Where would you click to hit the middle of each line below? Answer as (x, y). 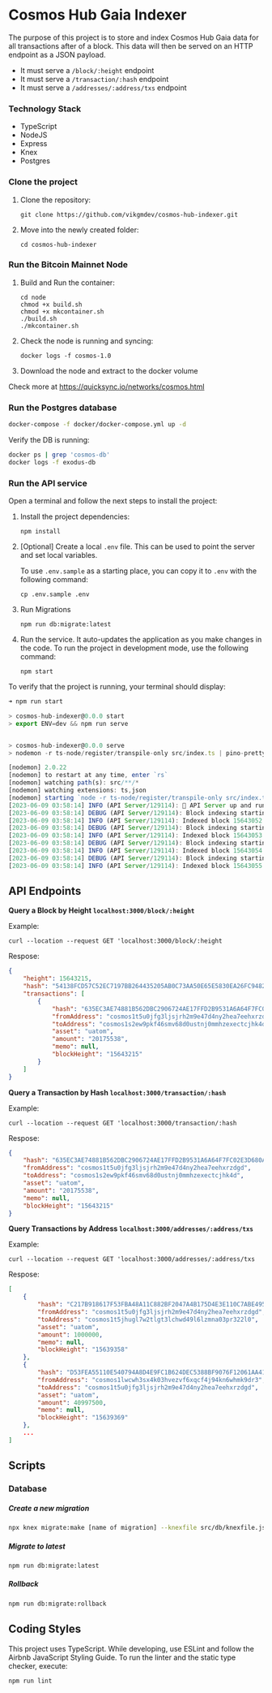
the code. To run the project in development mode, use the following (134, 648)
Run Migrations (45, 610)
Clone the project (43, 182)
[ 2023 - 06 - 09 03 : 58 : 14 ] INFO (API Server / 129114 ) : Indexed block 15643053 (136, 836)
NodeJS (34, 135)
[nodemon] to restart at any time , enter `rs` (88, 775)
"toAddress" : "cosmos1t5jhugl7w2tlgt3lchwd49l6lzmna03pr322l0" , (148, 1319)
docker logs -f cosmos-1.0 (66, 356)
